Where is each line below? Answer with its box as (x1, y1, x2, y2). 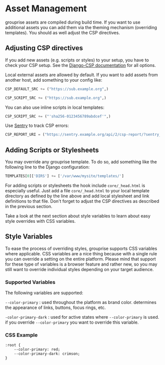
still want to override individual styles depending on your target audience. (5, 266, 154, 272)
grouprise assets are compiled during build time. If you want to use (5, 19, 141, 25)
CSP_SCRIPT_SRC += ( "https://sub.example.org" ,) (5, 95, 107, 100)
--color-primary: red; (14, 347, 60, 352)
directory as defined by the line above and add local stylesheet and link (5, 193, 150, 199)
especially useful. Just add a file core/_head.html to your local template (5, 187, 150, 193)
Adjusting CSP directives (5, 44, 83, 52)
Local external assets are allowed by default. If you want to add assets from (5, 72, 158, 78)
